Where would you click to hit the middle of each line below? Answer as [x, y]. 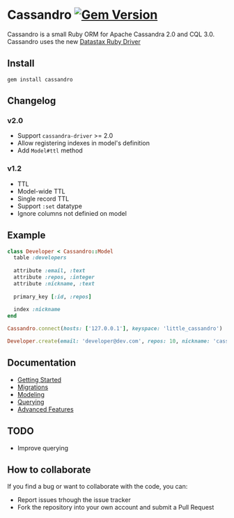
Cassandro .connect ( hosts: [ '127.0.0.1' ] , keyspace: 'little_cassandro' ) [115, 329]
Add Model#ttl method [50, 150]
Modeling [31, 394]
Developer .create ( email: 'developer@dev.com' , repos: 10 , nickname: [109, 341]
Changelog [32, 101]
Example [26, 236]
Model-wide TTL [41, 191]
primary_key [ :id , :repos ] [53, 297]
